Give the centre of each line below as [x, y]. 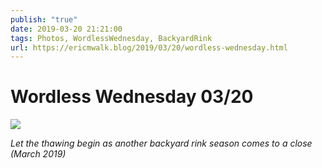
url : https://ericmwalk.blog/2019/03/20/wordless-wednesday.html [149, 47]
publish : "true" [44, 19]
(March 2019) [38, 154]
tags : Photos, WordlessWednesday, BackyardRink [111, 38]
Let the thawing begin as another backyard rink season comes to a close [161, 143]
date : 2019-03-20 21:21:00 [66, 29]
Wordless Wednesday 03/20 [132, 97]
